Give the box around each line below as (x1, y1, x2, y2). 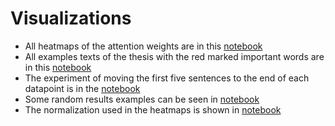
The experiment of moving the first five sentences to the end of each (24, 72, 310, 84)
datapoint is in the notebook (24, 82, 141, 94)
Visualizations (10, 7, 132, 30)
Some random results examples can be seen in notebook (24, 93, 260, 105)
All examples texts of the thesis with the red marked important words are (24, 50, 325, 62)
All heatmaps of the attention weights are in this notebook (24, 40, 263, 52)
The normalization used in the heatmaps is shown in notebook (24, 103, 282, 116)
